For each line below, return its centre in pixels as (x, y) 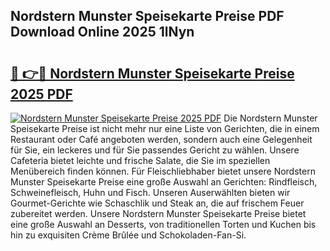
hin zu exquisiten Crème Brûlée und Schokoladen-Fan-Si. (128, 235)
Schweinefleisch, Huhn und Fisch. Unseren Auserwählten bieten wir (150, 192)
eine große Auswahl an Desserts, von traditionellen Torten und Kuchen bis (163, 224)
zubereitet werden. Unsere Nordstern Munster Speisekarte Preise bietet (158, 213)
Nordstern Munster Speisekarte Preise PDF (147, 16)
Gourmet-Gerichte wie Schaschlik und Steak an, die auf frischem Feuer (157, 203)
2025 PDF (41, 94)
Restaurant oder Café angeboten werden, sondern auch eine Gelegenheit (161, 139)
